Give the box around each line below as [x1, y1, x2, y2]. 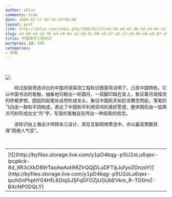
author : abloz [5, 7, 36, 13]
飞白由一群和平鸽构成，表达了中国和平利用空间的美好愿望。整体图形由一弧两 [5, 103, 167, 110]
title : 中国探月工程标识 [5, 36, 52, 41]
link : [5, 27, 17, 32]
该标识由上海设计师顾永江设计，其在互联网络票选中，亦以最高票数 [14, 121, 154, 127]
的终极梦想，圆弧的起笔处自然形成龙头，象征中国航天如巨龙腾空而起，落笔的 [5, 97, 167, 103]
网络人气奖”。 [12, 127, 41, 134]
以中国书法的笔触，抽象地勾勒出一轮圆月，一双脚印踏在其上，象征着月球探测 [5, 91, 167, 97]
